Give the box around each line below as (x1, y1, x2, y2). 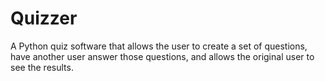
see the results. (10, 61, 74, 73)
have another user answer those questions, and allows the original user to (10, 50, 315, 62)
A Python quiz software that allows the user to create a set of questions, (10, 40, 308, 52)
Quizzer (10, 7, 78, 30)
